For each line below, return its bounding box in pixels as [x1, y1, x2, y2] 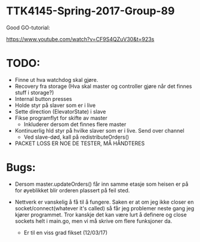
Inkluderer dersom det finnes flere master [23, 121, 127, 128]
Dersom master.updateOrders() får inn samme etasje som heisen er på [14, 180, 189, 188]
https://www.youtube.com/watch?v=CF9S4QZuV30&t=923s [6, 35, 155, 42]
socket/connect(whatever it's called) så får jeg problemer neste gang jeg [14, 204, 195, 212]
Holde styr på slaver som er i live [14, 102, 96, 109]
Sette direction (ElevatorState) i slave [14, 108, 106, 115]
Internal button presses [14, 95, 72, 102]
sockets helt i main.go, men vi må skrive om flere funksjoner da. [14, 217, 173, 225]
